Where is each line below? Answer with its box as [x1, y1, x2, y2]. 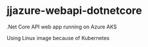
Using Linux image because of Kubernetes [6, 34, 110, 41]
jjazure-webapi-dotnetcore [6, 4, 143, 17]
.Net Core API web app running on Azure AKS [6, 23, 117, 30]
